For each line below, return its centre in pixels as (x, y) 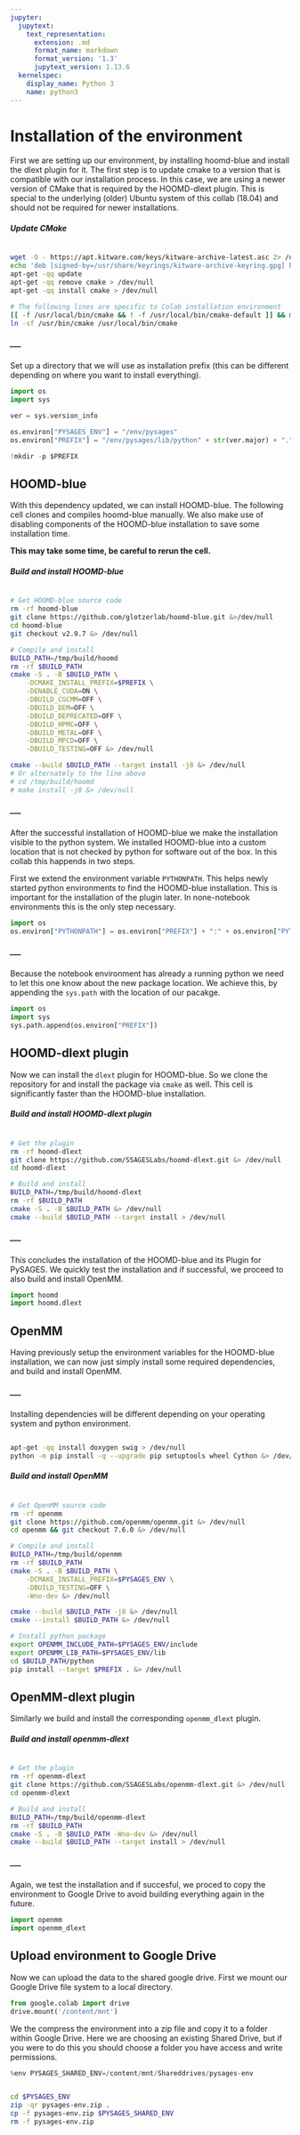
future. (22, 1904)
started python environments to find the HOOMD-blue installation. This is (144, 887)
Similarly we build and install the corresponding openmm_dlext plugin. (136, 1719)
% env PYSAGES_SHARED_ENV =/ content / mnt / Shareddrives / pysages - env (132, 2073)
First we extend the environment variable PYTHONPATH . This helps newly (139, 878)
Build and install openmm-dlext (70, 1739)
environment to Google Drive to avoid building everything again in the (138, 1894)
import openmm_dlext (49, 1929)
